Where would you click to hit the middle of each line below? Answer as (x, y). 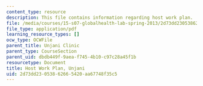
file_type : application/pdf (42, 29)
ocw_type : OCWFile (29, 40)
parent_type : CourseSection (42, 51)
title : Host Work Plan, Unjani (46, 68)
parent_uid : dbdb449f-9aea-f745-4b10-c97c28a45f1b (71, 57)
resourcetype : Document (36, 62)
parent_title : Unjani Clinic (43, 46)
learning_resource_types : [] (43, 35)
